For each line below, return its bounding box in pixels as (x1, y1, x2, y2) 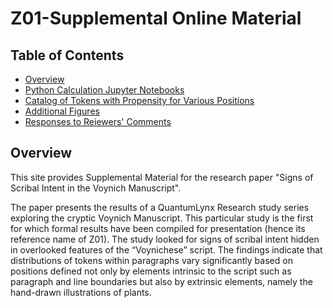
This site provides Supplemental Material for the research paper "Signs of (10, 171, 314, 183)
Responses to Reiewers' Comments (24, 116, 172, 127)
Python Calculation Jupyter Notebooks (24, 84, 185, 96)
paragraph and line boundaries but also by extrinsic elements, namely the (10, 275, 313, 287)
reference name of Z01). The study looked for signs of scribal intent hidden (10, 233, 320, 245)
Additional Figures (24, 105, 100, 117)
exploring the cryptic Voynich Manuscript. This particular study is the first (10, 212, 314, 224)
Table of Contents (10, 47, 125, 64)
